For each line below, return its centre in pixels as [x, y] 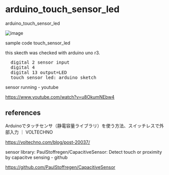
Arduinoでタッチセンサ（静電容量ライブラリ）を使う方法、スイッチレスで [82, 125]
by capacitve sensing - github [37, 157]
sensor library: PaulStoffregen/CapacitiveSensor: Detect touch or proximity [84, 152]
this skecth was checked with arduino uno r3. [53, 53]
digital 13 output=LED [39, 72]
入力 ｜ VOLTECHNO [31, 132]
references [23, 113]
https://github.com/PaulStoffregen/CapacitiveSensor [60, 167]
